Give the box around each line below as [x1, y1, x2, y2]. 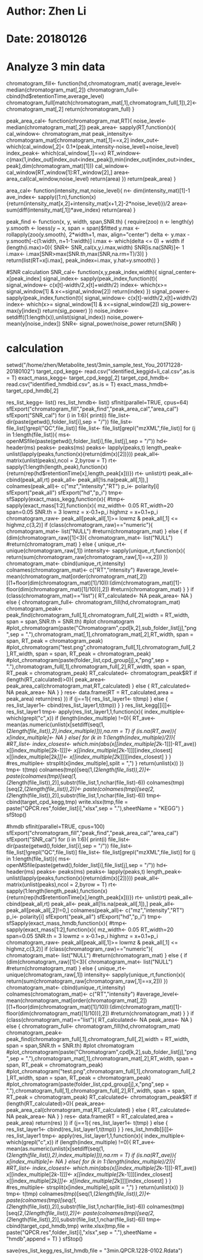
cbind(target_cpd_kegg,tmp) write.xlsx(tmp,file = [6, 799, 128, 806]
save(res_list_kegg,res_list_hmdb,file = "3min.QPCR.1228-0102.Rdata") [6, 1247, 183, 1255]
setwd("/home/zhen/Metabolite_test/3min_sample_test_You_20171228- [6, 361, 183, 369]
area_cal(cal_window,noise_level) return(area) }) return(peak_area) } [6, 175, 176, 183]
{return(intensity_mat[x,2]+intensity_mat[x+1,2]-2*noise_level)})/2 [6, 200, 171, 207]
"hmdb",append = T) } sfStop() [6, 1235, 83, 1242]
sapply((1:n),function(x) [38, 193, 96, 201]
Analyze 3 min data [6, 59, 105, 73]
